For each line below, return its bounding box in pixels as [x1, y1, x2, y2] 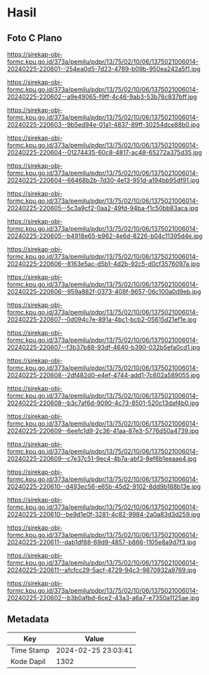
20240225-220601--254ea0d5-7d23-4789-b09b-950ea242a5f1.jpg [7, 65, 201, 73]
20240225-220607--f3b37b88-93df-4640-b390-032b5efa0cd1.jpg [7, 343, 201, 351]
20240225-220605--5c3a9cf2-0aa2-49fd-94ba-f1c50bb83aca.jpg [7, 204, 199, 212]
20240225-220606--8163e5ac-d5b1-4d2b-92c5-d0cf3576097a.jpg [7, 260, 200, 268]
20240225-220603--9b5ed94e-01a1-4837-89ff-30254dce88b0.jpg [7, 121, 200, 128]
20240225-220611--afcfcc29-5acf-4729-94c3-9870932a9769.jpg [7, 566, 197, 574]
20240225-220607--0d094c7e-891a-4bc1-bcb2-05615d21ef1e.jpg [7, 315, 197, 323]
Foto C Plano [7, 32, 62, 44]
